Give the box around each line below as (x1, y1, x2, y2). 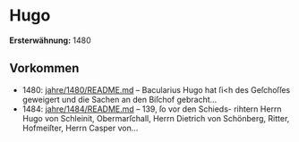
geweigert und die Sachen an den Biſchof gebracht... (21, 94, 218, 104)
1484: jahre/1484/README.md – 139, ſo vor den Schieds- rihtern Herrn (21, 104, 282, 114)
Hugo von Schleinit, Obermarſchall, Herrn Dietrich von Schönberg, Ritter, (21, 113, 290, 123)
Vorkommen (9, 61, 80, 76)
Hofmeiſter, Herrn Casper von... (21, 122, 139, 133)
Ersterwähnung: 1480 (9, 35, 91, 46)
